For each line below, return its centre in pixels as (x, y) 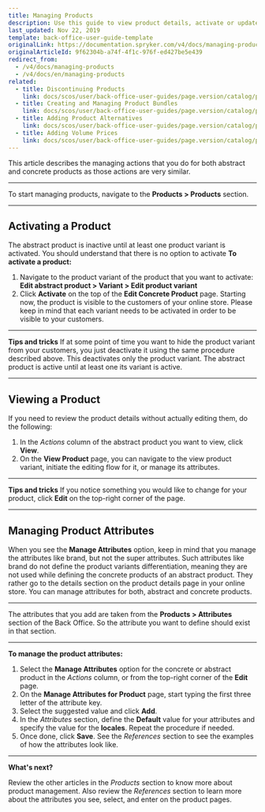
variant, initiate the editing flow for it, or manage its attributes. (120, 468)
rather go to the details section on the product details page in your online (127, 583)
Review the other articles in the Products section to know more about (120, 782)
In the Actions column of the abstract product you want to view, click (131, 442)
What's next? (31, 767)
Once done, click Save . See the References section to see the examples (136, 736)
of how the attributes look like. (69, 744)
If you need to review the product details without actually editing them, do (128, 419)
